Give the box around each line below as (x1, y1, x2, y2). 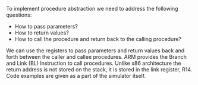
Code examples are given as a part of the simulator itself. (6, 73, 146, 79)
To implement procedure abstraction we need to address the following (6, 5, 178, 12)
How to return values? (14, 29, 70, 36)
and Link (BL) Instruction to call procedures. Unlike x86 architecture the (6, 59, 181, 67)
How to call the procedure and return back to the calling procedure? (14, 36, 181, 42)
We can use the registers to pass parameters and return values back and (6, 47, 185, 54)
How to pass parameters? (14, 23, 78, 30)
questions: (6, 11, 32, 18)
